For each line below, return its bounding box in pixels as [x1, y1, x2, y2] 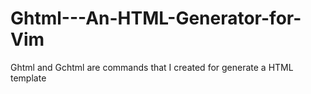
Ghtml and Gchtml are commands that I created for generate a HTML [10, 61, 294, 73]
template [10, 72, 47, 84]
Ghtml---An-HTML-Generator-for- [10, 7, 302, 30]
